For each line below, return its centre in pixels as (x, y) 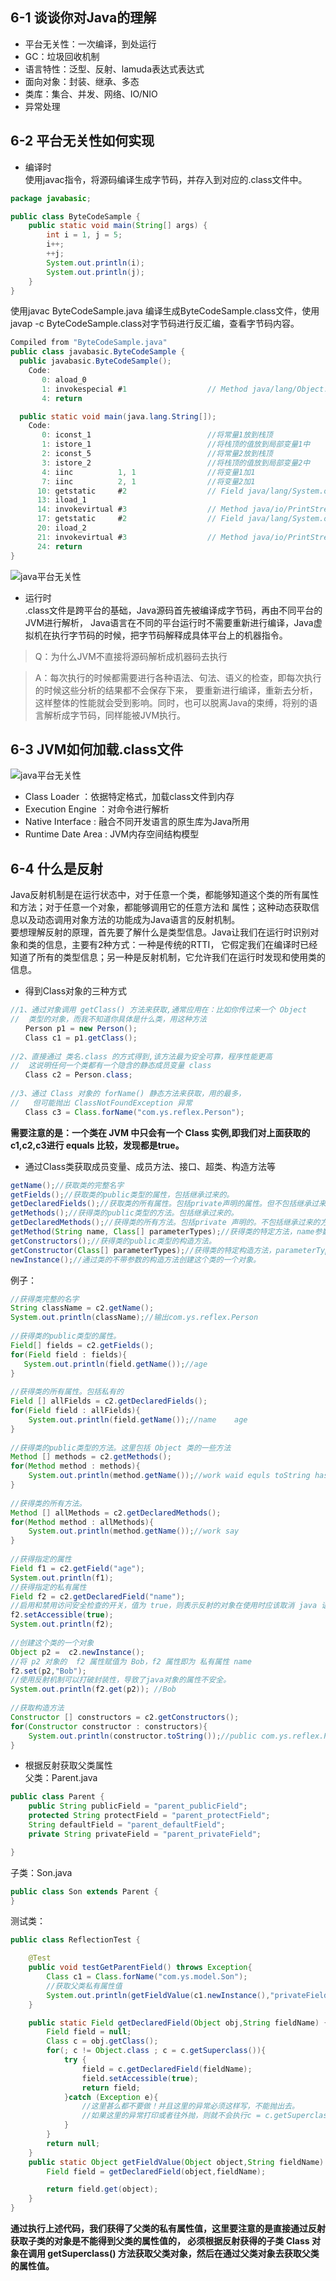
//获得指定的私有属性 (48, 1587)
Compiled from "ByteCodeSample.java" (89, 343)
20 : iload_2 (61, 528)
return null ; (73, 2143)
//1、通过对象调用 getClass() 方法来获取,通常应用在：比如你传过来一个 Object (158, 1010)
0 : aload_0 (64, 379)
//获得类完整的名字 (45, 1299)
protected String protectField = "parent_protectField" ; (149, 1816)
